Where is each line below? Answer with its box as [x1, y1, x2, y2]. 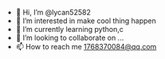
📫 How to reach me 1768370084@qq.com [15, 42, 157, 51]
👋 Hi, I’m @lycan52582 [15, 8, 92, 17]
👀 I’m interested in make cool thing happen [15, 16, 157, 26]
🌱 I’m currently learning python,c [15, 25, 124, 33]
